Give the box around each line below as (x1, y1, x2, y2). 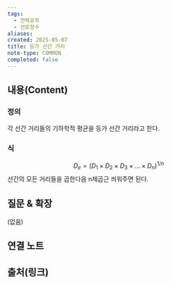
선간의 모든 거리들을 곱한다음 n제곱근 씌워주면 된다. (7, 175, 149, 183)
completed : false (7, 56, 59, 63)
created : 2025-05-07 (7, 37, 69, 44)
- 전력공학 (13, 17, 40, 24)
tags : (7, 10, 23, 18)
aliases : (7, 30, 33, 37)
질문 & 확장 (7, 197, 53, 209)
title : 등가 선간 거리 (7, 43, 66, 50)
